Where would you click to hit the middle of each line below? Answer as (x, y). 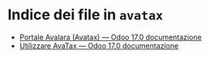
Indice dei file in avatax (86, 15)
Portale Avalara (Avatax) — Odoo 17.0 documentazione (110, 37)
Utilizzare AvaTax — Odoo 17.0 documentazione (99, 45)
